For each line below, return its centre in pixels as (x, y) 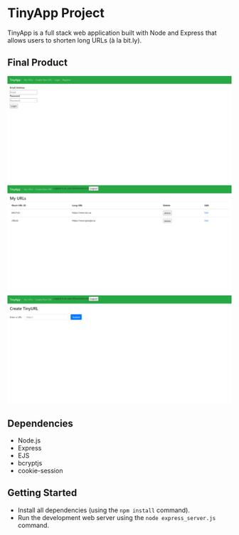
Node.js (29, 440)
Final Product (37, 63)
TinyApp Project (56, 13)
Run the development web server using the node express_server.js (117, 517)
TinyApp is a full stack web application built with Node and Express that (112, 33)
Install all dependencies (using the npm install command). (104, 510)
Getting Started (42, 493)
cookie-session (40, 470)
